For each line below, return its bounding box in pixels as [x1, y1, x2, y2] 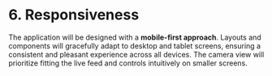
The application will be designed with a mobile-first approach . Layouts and [8, 32, 261, 42]
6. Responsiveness [8, 6, 140, 24]
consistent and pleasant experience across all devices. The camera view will [8, 49, 265, 59]
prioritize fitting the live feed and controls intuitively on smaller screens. [8, 58, 248, 68]
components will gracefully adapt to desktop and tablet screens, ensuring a [8, 40, 261, 50]
